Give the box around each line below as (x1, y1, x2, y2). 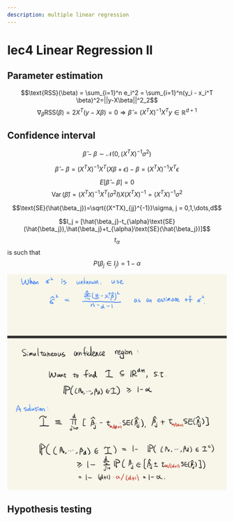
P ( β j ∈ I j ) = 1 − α (93, 259, 141, 269)
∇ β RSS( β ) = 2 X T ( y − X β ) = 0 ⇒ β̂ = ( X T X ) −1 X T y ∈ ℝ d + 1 (37, 107, 197, 118)
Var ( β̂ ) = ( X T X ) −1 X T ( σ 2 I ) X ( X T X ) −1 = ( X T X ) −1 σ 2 (51, 189, 183, 198)
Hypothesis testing (7, 503, 92, 516)
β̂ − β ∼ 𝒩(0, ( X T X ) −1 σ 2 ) (82, 148, 152, 158)
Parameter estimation (7, 70, 103, 82)
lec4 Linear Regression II (7, 42, 153, 58)
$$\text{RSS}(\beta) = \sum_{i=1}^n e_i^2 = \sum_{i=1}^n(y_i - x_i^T (20, 88, 214, 97)
